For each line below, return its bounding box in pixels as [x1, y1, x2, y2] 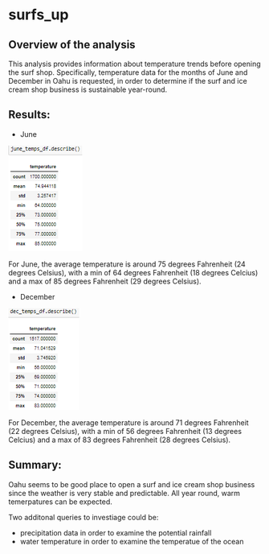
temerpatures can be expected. [8, 497, 112, 506]
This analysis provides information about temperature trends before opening [8, 59, 261, 68]
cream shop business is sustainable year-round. [8, 85, 168, 94]
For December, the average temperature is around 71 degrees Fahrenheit [8, 417, 249, 428]
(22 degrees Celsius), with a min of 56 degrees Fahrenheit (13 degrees [8, 426, 243, 436]
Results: [8, 108, 51, 122]
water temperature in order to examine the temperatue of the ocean [19, 536, 244, 546]
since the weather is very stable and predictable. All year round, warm [8, 488, 241, 498]
